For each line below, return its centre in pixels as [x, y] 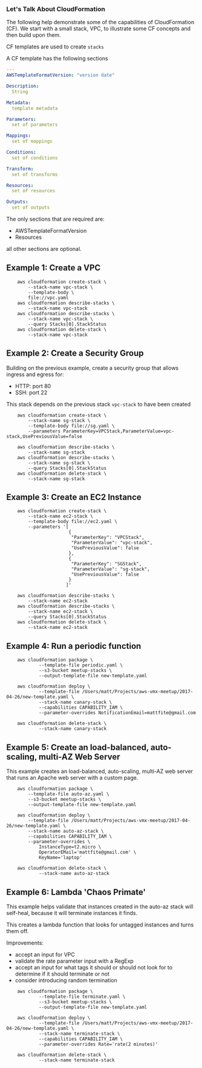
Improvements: [25, 943]
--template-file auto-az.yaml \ [69, 794]
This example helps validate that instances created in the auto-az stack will [100, 907]
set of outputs [31, 207]
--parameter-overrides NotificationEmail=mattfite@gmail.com [117, 713]
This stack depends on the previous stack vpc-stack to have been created [99, 404]
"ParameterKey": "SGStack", [106, 564]
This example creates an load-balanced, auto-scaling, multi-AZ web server [100, 771]
